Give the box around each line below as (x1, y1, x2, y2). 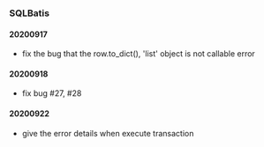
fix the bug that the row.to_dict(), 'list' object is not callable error (21, 48, 256, 59)
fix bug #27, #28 (21, 88, 82, 99)
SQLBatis (9, 7, 50, 19)
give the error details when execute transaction (21, 128, 194, 138)
